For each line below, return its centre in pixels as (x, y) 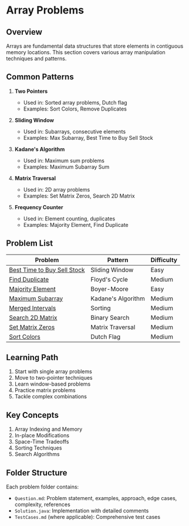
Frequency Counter (39, 207)
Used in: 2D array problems (57, 189)
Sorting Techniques (38, 448)
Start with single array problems (53, 371)
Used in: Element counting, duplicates (69, 219)
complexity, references (42, 505)
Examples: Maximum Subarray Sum (66, 167)
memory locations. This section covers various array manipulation (86, 52)
